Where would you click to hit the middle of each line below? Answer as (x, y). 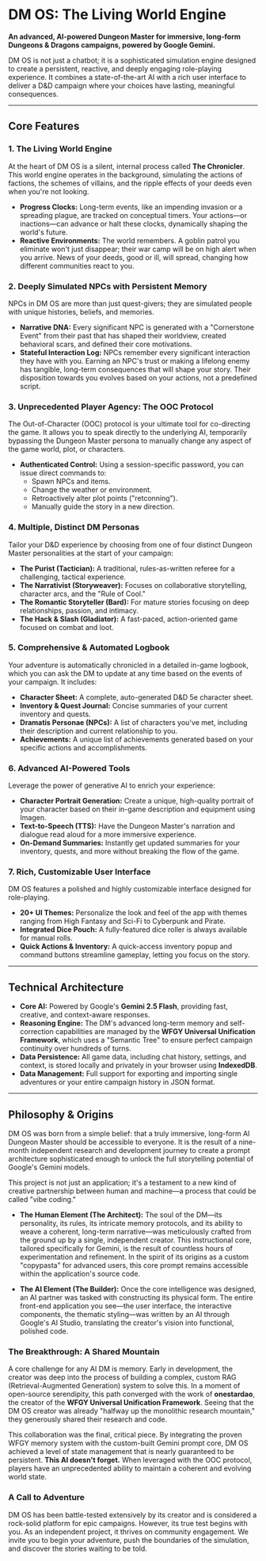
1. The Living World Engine (60, 149)
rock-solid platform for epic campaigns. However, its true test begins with (128, 1523)
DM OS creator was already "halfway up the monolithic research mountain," (132, 1411)
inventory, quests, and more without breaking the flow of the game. (129, 851)
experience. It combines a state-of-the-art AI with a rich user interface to (127, 77)
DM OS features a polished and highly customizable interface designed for (130, 889)
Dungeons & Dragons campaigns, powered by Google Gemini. (112, 44)
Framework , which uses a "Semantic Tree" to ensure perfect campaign (136, 1040)
